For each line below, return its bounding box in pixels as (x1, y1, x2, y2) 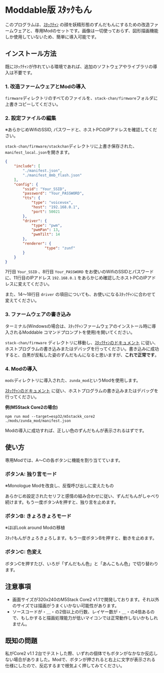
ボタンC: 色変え (5, 549, 42, 555)
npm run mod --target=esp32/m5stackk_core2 (5, 414, 95, 419)
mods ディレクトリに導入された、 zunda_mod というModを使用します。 (5, 378, 141, 384)
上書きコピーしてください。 (5, 101, 61, 107)
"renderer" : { (23, 241, 51, 246)
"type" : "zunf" (44, 245, 76, 250)
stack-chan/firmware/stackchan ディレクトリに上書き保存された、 (5, 143, 137, 149)
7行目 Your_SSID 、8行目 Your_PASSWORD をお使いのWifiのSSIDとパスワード (5, 269, 154, 275)
